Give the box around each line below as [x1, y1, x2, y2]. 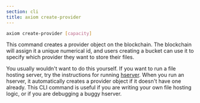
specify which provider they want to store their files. [6, 54, 134, 61]
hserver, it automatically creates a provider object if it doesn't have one [6, 78, 181, 85]
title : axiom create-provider [6, 14, 82, 20]
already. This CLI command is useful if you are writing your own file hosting [6, 84, 192, 91]
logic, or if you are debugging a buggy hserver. [6, 90, 122, 98]
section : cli [6, 8, 39, 15]
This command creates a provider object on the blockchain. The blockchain [6, 41, 192, 48]
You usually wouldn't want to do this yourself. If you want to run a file [6, 65, 176, 72]
